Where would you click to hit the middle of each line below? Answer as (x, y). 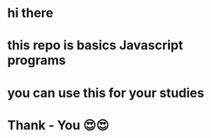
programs (36, 61)
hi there (30, 13)
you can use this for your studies (106, 93)
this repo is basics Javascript (95, 46)
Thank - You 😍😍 (58, 125)
